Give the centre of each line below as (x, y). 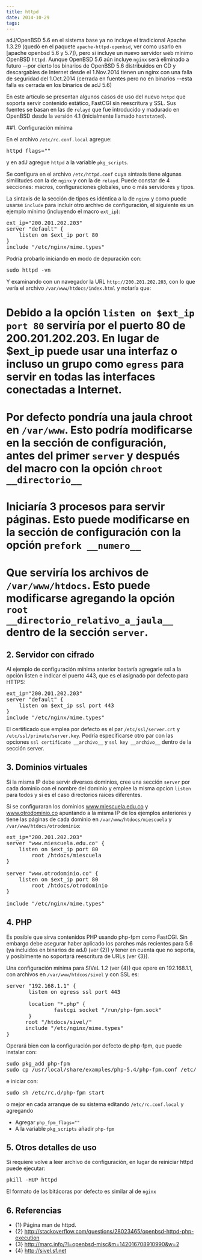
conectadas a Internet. (64, 389)
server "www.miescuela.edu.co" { (56, 843)
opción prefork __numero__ (74, 545)
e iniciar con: (22, 1081)
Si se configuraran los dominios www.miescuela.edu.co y (77, 806)
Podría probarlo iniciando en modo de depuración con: (74, 259)
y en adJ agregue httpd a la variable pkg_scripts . (68, 162)
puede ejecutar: (26, 1168)
